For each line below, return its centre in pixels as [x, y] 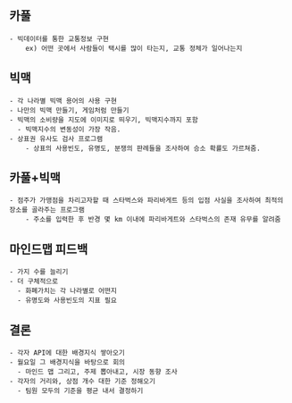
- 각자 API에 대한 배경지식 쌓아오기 [67, 353]
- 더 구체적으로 [34, 281]
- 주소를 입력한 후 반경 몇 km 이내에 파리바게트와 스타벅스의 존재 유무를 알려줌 [153, 220]
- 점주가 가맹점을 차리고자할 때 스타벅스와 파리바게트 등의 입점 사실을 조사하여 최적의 [146, 201]
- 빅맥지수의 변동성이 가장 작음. [69, 129]
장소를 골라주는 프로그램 [47, 210]
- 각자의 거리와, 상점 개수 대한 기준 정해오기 [83, 382]
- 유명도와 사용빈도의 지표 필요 [67, 301]
